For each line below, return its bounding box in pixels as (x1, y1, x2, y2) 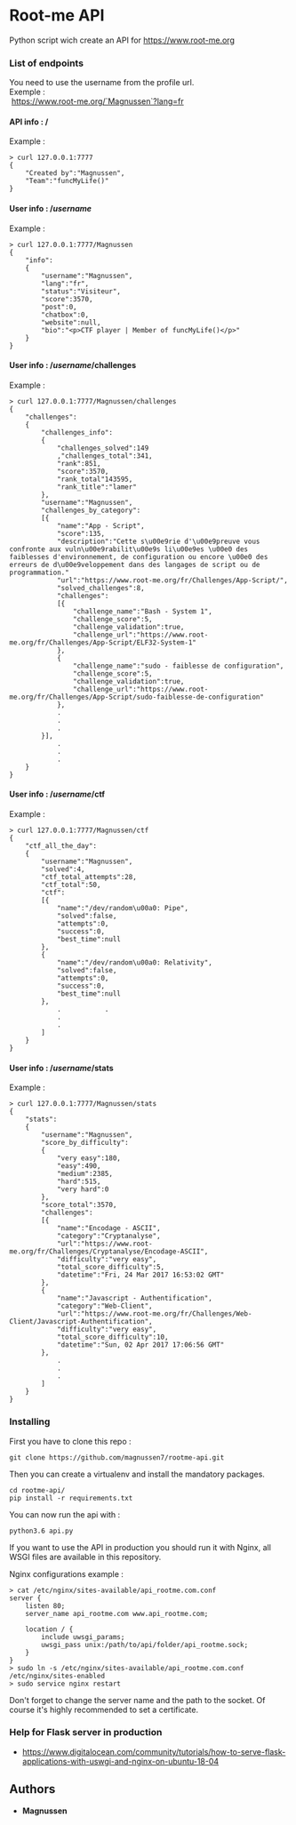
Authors (9, 1781, 56, 1797)
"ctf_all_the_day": (25, 842, 98, 851)
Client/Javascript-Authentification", (9, 1317, 153, 1326)
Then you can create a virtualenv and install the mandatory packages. (9, 1469, 265, 1479)
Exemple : (9, 86, 46, 98)
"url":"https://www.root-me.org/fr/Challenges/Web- (56, 1309, 252, 1318)
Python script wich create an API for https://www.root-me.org (9, 35, 236, 45)
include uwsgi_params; (41, 1632, 125, 1641)
